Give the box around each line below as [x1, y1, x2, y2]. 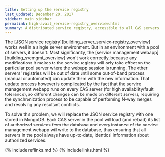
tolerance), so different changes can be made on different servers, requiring [5, 92, 159, 97]
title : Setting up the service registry [5, 7, 89, 12]
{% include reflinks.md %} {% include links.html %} [5, 147, 110, 153]
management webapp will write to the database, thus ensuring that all [5, 127, 146, 133]
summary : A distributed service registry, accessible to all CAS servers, [5, 26, 162, 31]
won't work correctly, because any [66, 55, 137, 61]
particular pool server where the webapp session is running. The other [5, 65, 148, 71]
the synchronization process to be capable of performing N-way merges [5, 96, 152, 102]
